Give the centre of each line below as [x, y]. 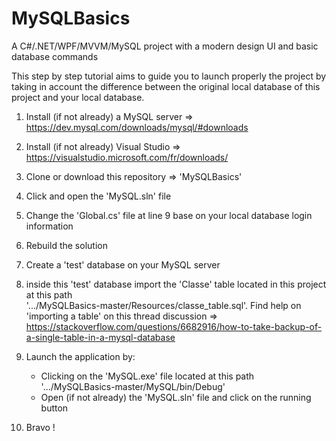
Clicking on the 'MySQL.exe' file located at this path [147, 376]
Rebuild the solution [66, 245]
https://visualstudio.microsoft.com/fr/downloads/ [127, 157]
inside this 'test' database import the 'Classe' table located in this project [176, 284]
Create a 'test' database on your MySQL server [123, 264]
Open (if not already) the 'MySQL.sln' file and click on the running [176, 397]
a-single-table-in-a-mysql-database [100, 337]
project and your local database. [78, 97]
